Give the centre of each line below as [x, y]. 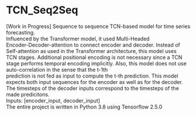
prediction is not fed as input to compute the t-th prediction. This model [92, 76]
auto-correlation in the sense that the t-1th [57, 69]
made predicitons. [28, 94]
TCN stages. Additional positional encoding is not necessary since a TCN [94, 57]
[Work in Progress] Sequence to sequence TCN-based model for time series [98, 26]
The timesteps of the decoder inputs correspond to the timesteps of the [93, 88]
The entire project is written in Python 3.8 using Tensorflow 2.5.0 [84, 107]
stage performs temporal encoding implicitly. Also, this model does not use [97, 63]
